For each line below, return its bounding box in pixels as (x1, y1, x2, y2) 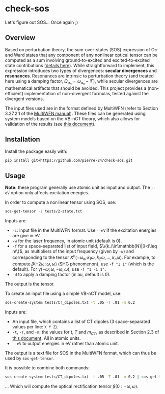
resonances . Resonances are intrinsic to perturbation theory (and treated (5, 72, 154, 79)
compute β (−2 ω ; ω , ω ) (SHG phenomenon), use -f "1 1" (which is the (12, 261, 154, 267)
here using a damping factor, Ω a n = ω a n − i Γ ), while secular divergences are (5, 78, 158, 86)
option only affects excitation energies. (10, 190, 89, 196)
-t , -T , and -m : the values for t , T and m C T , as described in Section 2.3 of (12, 329, 160, 336)
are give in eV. (12, 233, 41, 239)
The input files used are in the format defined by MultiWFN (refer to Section (5, 105, 158, 111)
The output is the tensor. (5, 281, 55, 287)
